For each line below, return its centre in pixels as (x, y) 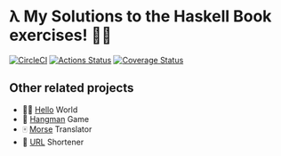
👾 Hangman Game (56, 119)
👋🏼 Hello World (50, 110)
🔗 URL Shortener (53, 142)
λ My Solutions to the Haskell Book (140, 16)
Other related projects (72, 88)
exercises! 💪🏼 (61, 35)
